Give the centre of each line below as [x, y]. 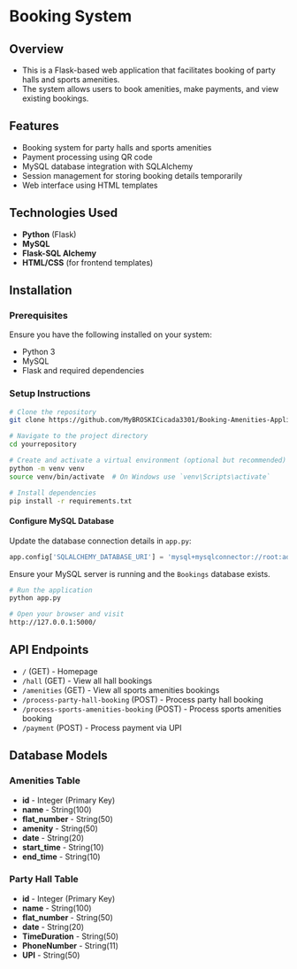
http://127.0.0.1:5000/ [53, 623]
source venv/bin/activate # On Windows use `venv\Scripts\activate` [140, 477]
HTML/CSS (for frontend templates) [88, 262]
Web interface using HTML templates [90, 185]
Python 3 [38, 352]
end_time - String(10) [61, 857]
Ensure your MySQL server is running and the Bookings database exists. [140, 573]
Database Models [58, 755]
